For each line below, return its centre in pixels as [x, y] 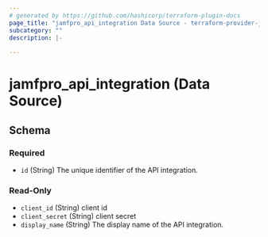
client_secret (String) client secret [78, 216]
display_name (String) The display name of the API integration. [122, 225]
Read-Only [31, 190]
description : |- [36, 38]
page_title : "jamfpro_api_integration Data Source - [98, 23]
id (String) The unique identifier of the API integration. [109, 170]
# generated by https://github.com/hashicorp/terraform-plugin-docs [125, 15]
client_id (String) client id [64, 208]
